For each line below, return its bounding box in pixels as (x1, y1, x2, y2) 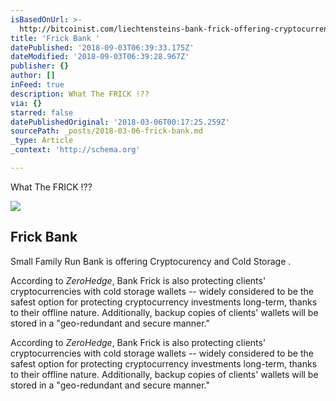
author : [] (10, 71, 56, 81)
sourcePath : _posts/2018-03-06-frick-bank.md (10, 126, 203, 136)
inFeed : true (10, 80, 65, 90)
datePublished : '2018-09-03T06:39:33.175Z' (10, 42, 195, 53)
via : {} (10, 98, 43, 108)
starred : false (10, 107, 74, 118)
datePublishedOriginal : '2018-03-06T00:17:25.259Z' (10, 117, 230, 127)
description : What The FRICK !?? (10, 89, 150, 99)
